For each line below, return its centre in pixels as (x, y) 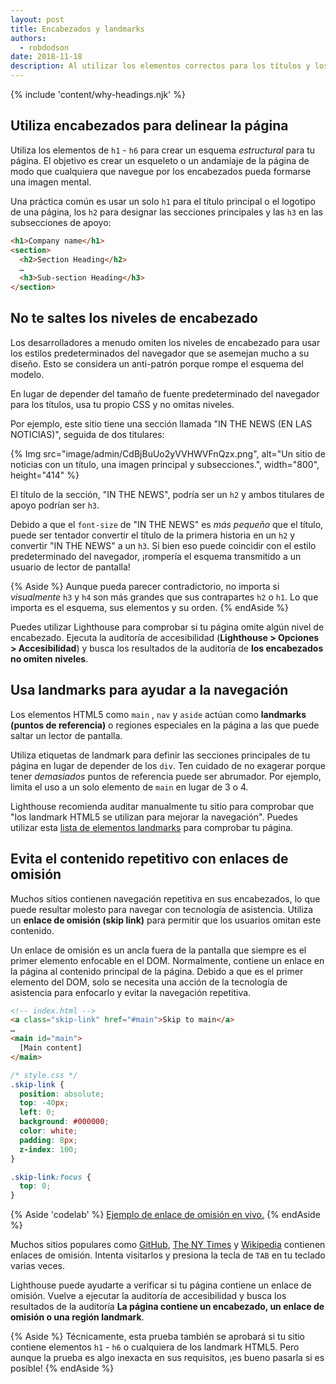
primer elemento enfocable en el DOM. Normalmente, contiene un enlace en (167, 960)
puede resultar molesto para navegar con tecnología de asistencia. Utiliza (162, 909)
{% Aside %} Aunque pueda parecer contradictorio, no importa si (145, 586)
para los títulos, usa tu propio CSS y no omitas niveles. (122, 404)
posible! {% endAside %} (62, 1368)
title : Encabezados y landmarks (77, 29)
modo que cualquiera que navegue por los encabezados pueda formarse (161, 171)
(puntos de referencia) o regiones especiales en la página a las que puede (165, 725)
